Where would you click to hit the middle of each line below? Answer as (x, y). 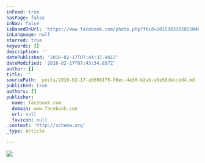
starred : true (24, 40)
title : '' (19, 74)
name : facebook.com (37, 103)
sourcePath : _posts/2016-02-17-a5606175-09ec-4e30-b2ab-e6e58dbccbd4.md (101, 80)
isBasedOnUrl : (24, 29)
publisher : (20, 97)
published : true (27, 86)
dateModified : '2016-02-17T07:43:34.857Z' (61, 63)
